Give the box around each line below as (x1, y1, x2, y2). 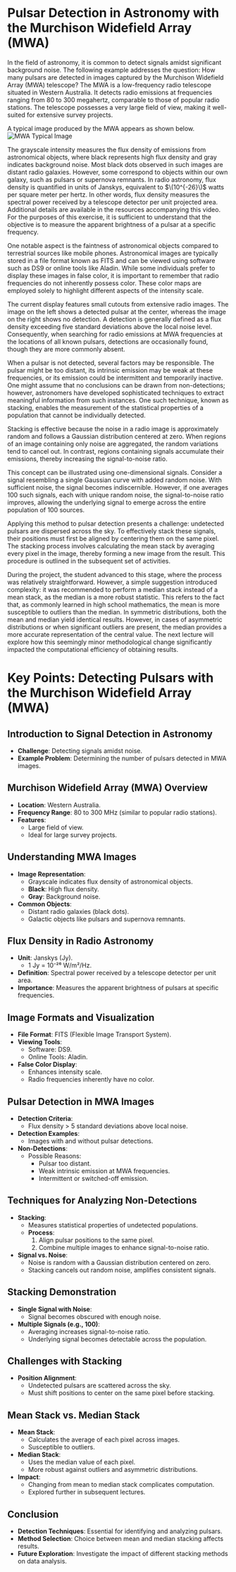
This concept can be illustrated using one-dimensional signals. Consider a (7, 468, 223, 476)
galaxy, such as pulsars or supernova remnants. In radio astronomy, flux (7, 175, 216, 184)
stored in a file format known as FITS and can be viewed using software (7, 256, 216, 265)
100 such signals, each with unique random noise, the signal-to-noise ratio (7, 490, 224, 499)
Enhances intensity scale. (27, 1067, 103, 1076)
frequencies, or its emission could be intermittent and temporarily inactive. (7, 373, 223, 382)
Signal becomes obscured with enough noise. (27, 1312, 161, 1320)
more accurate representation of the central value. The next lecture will (7, 630, 214, 638)
